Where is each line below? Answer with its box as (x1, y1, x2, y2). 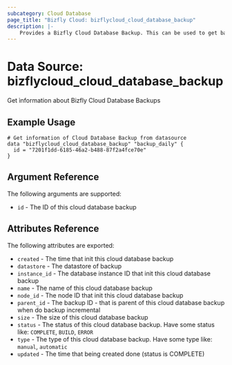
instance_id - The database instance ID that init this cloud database (17, 269, 211, 278)
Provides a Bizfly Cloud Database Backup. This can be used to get (19, 29, 217, 36)
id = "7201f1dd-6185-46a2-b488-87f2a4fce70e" (13, 147, 147, 154)
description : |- (7, 23, 54, 30)
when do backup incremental (17, 306, 101, 314)
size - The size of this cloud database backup (17, 313, 148, 321)
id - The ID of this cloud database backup (17, 202, 137, 211)
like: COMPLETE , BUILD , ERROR (17, 328, 93, 336)
